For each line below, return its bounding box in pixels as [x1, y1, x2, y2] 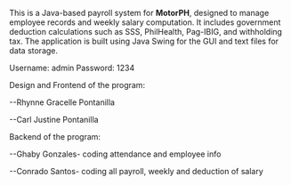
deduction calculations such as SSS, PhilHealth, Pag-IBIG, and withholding [9, 27, 283, 36]
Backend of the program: [9, 132, 101, 141]
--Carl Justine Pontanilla [9, 115, 100, 125]
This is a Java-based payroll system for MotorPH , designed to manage [9, 8, 270, 18]
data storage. [9, 45, 59, 56]
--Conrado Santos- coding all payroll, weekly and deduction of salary [9, 166, 264, 176]
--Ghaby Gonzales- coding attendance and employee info [9, 149, 222, 159]
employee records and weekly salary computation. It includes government [9, 17, 281, 28]
